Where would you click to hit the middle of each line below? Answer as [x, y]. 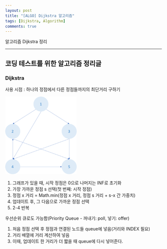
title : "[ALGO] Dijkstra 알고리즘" [40, 16]
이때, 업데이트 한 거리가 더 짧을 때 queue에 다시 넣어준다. [68, 241]
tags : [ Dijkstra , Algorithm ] [35, 21]
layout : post [19, 10]
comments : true [21, 26]
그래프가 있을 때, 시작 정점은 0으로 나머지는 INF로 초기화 [67, 183]
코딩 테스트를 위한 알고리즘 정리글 [53, 63]
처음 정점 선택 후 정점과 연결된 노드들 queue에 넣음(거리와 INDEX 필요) [81, 229]
